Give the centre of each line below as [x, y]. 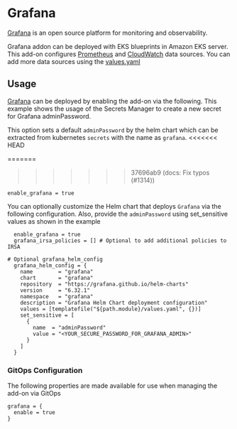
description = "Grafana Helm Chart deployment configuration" [114, 303]
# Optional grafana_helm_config [55, 259]
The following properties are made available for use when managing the [112, 386]
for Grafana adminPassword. [49, 116]
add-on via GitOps [34, 393]
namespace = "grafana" [57, 296]
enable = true [34, 413]
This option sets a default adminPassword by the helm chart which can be [113, 130]
